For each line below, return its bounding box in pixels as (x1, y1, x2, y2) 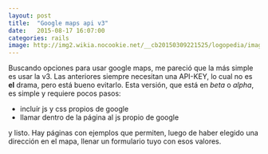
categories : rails (8, 34, 69, 42)
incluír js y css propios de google (19, 105, 129, 114)
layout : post (8, 11, 52, 20)
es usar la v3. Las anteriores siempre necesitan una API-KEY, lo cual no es (8, 72, 253, 81)
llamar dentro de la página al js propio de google (19, 113, 179, 122)
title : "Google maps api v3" (8, 19, 109, 27)
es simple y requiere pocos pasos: (8, 89, 121, 98)
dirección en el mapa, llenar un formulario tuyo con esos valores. (8, 136, 222, 146)
